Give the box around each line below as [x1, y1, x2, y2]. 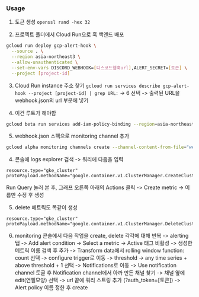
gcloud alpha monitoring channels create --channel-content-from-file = [6, 144, 187, 151]
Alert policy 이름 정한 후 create [14, 284, 88, 291]
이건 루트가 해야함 [14, 109, 56, 116]
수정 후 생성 [17, 191, 44, 199]
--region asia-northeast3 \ [11, 54, 81, 60]
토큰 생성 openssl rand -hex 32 [14, 18, 91, 25]
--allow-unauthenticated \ [11, 59, 78, 65]
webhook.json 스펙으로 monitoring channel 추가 [14, 132, 130, 140]
